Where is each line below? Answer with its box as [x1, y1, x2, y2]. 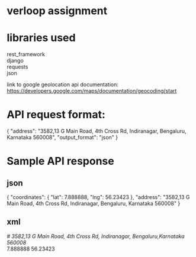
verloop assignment [7, 4, 108, 18]
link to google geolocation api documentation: [7, 81, 119, 88]
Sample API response [7, 155, 114, 168]
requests [7, 63, 28, 70]
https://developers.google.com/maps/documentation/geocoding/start [7, 87, 177, 95]
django [7, 57, 24, 64]
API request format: [7, 108, 105, 122]
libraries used [7, 31, 76, 45]
